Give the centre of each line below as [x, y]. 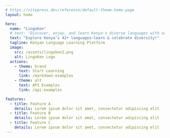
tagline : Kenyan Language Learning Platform [57, 43]
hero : [11, 24]
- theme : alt [28, 81]
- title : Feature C [30, 123]
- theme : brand [30, 66]
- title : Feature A [30, 104]
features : [16, 99]
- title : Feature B [30, 113]
